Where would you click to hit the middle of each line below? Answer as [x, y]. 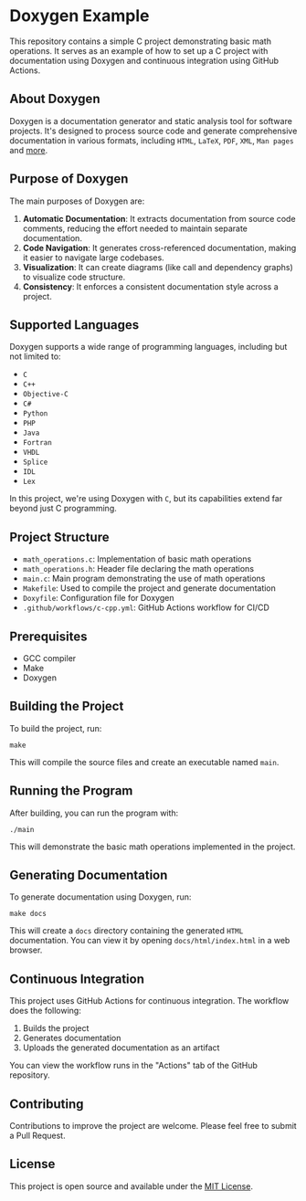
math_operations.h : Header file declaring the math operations [138, 569]
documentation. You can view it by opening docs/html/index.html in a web [150, 941]
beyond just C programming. [63, 509]
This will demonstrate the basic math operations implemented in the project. [153, 847]
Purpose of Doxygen [69, 179]
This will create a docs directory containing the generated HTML [127, 931]
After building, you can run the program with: [94, 813]
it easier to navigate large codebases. [93, 258]
